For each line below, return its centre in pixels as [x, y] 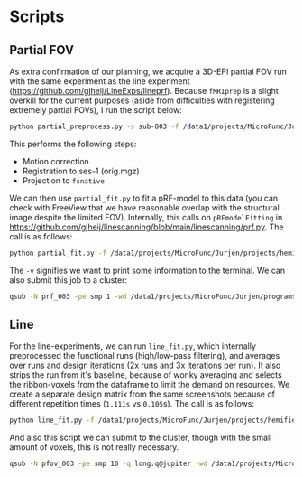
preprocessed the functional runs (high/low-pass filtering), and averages [145, 356]
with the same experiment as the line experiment [100, 81]
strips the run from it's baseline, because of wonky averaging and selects [146, 375]
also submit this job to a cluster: [69, 280]
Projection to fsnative [64, 180]
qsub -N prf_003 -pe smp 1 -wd [68, 296]
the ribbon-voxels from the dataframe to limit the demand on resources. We [150, 385]
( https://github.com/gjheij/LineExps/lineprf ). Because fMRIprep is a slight [144, 91]
